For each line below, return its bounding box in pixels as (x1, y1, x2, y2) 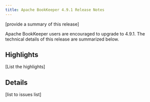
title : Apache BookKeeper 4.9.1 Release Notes (5, 7, 105, 12)
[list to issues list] (5, 91, 42, 97)
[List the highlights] (5, 63, 45, 70)
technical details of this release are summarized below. (5, 36, 119, 42)
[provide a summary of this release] (5, 21, 80, 27)
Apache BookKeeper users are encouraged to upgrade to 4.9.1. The (5, 30, 145, 36)
